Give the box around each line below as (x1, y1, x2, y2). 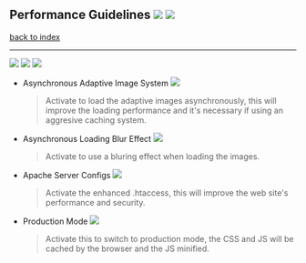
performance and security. (45, 197, 146, 207)
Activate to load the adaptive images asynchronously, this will (45, 95, 277, 106)
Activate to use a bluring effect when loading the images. (45, 150, 260, 162)
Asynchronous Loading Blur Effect (22, 133, 152, 144)
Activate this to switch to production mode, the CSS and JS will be (45, 233, 294, 244)
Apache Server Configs (22, 169, 111, 180)
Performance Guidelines (9, 7, 151, 23)
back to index (9, 31, 61, 42)
